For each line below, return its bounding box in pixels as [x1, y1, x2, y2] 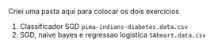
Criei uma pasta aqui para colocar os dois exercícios [8, 7, 180, 16]
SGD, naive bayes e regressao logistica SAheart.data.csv [19, 31, 207, 39]
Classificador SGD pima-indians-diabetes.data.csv [19, 22, 189, 31]
